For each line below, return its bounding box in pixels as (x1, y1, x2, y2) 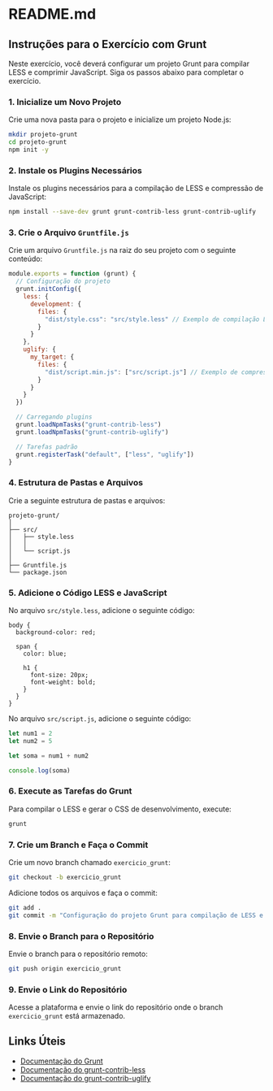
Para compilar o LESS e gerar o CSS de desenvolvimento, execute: (8, 804, 232, 814)
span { (15, 642, 38, 650)
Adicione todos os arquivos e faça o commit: (8, 888, 158, 898)
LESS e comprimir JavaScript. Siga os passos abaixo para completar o (8, 67, 244, 77)
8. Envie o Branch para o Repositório (8, 930, 154, 941)
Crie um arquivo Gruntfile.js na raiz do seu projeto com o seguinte (8, 246, 236, 255)
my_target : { (29, 353, 75, 362)
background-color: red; (15, 628, 96, 637)
